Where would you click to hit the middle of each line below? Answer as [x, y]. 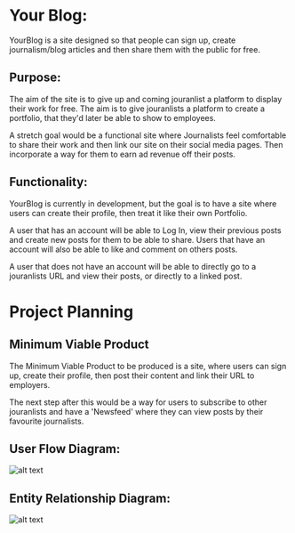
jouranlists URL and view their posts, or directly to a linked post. [126, 276]
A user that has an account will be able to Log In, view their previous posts [145, 230]
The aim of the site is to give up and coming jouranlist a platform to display [146, 99]
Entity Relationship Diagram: [90, 498]
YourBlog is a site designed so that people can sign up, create [123, 40]
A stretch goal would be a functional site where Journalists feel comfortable [148, 135]
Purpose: [35, 78]
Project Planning [72, 311]
